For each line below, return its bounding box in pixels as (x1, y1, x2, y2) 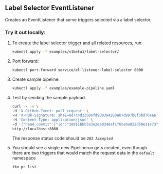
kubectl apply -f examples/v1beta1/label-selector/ (12, 50, 119, 54)
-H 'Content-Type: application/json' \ (12, 118, 93, 122)
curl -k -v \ (12, 104, 39, 109)
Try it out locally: (5, 29, 46, 35)
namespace (12, 155, 36, 161)
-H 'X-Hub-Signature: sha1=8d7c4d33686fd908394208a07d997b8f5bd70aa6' (12, 113, 159, 118)
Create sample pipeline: (12, 76, 60, 82)
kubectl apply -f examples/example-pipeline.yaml (12, 86, 115, 90)
